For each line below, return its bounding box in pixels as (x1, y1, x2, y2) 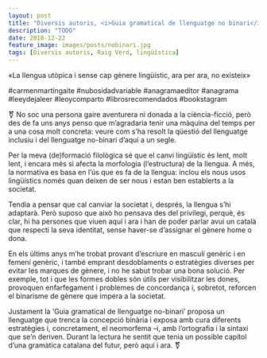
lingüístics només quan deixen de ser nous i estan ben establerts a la (8, 176, 234, 185)
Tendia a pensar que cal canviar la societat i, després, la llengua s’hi (8, 200, 232, 209)
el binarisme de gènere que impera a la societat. (8, 291, 166, 301)
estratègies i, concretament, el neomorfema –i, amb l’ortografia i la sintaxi (8, 324, 249, 333)
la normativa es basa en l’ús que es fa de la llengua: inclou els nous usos (8, 168, 246, 177)
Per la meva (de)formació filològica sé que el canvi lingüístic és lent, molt (8, 150, 248, 160)
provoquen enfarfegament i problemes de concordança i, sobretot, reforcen (8, 283, 257, 292)
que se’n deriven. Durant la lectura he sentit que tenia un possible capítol (8, 332, 247, 341)
